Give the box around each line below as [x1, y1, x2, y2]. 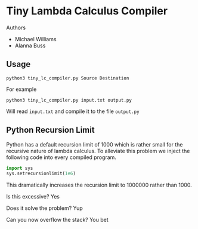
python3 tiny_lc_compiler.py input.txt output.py [6, 97, 132, 103]
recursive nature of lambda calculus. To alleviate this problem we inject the [6, 147, 190, 154]
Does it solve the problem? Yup [6, 204, 83, 212]
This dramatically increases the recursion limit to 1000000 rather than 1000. [6, 181, 192, 189]
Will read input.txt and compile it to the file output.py [6, 108, 140, 115]
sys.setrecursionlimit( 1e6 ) [6, 170, 76, 177]
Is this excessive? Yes [6, 193, 60, 200]
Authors [6, 24, 26, 31]
